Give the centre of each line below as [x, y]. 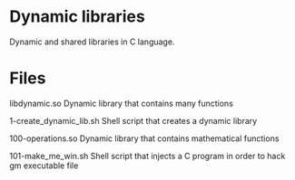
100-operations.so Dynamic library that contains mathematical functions [144, 138]
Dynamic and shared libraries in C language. [92, 42]
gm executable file [44, 166]
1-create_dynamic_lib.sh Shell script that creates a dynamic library [133, 120]
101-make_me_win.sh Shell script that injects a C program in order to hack [147, 156]
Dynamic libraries [77, 17]
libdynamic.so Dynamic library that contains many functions [122, 103]
